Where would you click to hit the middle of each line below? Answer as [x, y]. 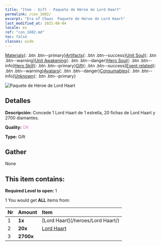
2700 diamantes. [22, 118]
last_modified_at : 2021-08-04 [36, 23]
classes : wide [20, 41]
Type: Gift [15, 137]
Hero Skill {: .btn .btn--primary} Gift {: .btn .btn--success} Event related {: [85, 65]
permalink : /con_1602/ [28, 14]
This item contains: [35, 179]
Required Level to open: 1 [31, 191]
